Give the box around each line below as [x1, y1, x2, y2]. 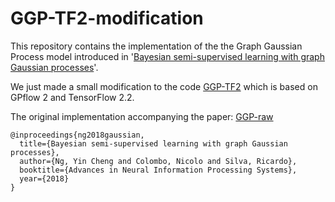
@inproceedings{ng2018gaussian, [10, 130, 145, 140]
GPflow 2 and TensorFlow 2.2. [10, 91, 135, 103]
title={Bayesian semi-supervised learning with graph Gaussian [19, 138, 288, 149]
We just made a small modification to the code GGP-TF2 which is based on [10, 80, 318, 92]
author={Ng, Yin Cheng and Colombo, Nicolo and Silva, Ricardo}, [19, 156, 298, 166]
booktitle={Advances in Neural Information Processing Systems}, [19, 165, 298, 175]
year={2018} [19, 173, 70, 184]
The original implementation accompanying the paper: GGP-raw [10, 110, 274, 122]
